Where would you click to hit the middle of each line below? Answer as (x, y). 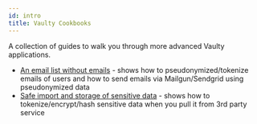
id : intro (25, 16)
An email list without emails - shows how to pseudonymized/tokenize (134, 70)
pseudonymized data (55, 87)
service (33, 112)
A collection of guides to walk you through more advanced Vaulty (116, 46)
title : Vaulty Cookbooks (50, 23)
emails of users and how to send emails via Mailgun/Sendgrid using (132, 78)
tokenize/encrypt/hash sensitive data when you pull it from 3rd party (133, 104)
